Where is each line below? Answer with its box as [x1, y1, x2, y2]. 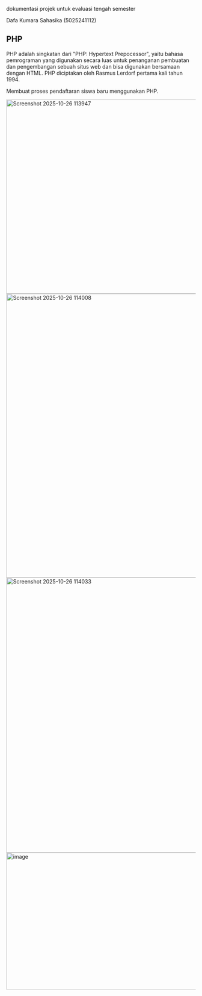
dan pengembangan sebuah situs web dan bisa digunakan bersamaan [6, 63, 180, 70]
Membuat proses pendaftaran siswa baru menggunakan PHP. [6, 87, 159, 95]
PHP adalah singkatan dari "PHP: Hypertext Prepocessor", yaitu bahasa [6, 50, 183, 57]
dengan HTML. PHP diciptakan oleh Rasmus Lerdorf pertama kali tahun [6, 69, 183, 76]
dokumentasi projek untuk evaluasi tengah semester [6, 5, 136, 12]
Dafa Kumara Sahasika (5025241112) [6, 17, 97, 23]
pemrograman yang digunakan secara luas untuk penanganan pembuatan [6, 57, 189, 64]
